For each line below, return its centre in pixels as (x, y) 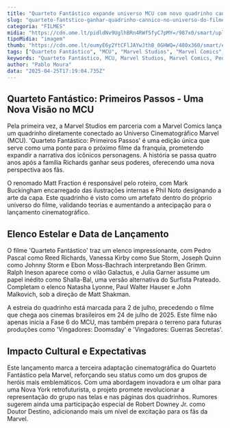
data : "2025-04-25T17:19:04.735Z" (56, 71)
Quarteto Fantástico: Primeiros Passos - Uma (105, 99)
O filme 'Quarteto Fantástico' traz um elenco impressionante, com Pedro (109, 251)
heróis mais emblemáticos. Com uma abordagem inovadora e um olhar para (114, 382)
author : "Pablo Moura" (39, 65)
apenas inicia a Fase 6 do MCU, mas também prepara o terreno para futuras (114, 322)
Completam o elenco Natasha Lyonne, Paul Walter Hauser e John (99, 287)
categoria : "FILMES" (37, 26)
